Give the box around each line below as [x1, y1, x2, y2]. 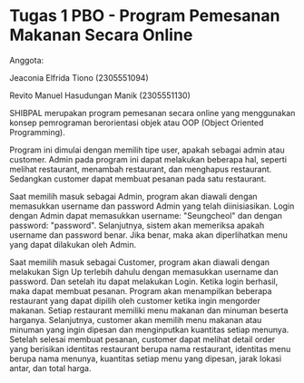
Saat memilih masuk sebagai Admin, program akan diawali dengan [9, 191, 258, 201]
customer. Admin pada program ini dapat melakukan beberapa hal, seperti [9, 153, 288, 164]
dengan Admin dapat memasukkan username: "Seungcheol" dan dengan [9, 210, 283, 221]
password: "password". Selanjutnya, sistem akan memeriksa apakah [9, 220, 265, 231]
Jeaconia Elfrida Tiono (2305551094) [9, 72, 149, 83]
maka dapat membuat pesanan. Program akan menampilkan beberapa [9, 285, 272, 296]
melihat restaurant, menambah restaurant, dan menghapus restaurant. [9, 163, 272, 174]
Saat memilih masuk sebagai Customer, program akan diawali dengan [9, 256, 270, 268]
